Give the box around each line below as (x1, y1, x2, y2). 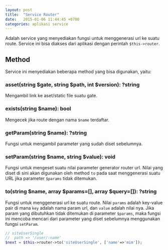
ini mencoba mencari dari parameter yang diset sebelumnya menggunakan (5, 215, 160, 222)
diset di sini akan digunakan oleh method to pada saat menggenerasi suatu (5, 170, 160, 176)
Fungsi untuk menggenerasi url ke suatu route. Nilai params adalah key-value (5, 200, 163, 206)
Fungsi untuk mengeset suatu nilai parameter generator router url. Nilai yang (5, 165, 163, 171)
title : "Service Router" (5, 12, 59, 17)
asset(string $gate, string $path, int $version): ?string (5, 81, 140, 88)
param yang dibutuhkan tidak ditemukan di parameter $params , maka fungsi (5, 210, 161, 216)
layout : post (5, 7, 33, 13)
